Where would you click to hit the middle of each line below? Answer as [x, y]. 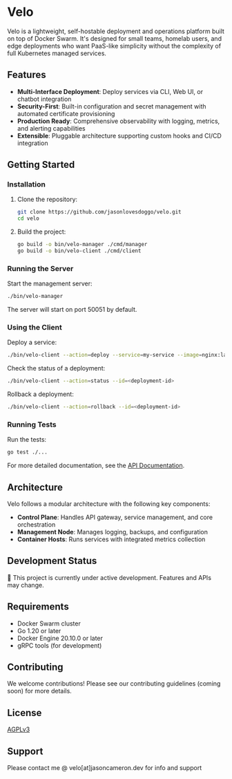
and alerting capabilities [51, 128]
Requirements [38, 607]
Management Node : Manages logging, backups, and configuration [113, 532]
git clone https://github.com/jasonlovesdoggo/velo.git [99, 212]
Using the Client [35, 328]
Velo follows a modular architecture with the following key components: [109, 504]
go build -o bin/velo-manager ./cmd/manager [82, 245]
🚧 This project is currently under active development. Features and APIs [109, 577]
